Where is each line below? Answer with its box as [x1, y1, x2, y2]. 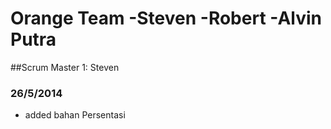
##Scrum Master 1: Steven [10, 61, 120, 73]
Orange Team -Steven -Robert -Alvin [10, 7, 323, 30]
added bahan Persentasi [24, 109, 126, 121]
